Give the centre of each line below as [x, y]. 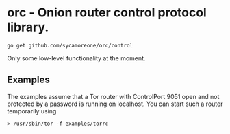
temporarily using [32, 111]
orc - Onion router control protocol [107, 13]
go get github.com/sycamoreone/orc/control [70, 45]
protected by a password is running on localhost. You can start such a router [115, 104]
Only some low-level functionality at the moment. [76, 58]
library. [28, 27]
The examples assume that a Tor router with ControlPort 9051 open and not [113, 96]
